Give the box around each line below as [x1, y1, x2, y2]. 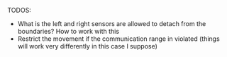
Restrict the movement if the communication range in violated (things [17, 34, 220, 43]
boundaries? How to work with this [17, 27, 119, 35]
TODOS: [7, 6, 32, 14]
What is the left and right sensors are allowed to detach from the [17, 20, 206, 27]
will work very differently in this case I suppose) [17, 42, 158, 50]
